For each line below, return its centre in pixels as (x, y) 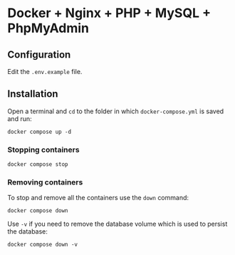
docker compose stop (38, 165)
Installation (33, 94)
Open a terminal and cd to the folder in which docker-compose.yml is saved (116, 111)
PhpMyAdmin (48, 28)
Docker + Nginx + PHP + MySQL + (109, 13)
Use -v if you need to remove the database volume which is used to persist (117, 224)
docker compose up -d (40, 132)
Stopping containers (43, 150)
